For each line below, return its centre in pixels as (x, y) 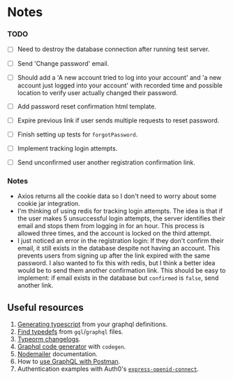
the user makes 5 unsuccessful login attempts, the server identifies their (121, 218)
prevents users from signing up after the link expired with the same (114, 255)
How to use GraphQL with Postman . (69, 362)
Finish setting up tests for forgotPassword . (77, 134)
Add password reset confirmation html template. (87, 106)
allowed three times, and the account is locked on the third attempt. (114, 233)
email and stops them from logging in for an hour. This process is (111, 226)
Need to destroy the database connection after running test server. (113, 49)
